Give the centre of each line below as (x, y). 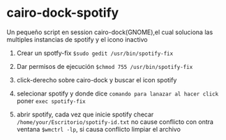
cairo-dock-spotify (63, 13)
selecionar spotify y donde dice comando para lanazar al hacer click (118, 93)
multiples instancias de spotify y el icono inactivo (77, 39)
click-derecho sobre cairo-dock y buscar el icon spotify (97, 80)
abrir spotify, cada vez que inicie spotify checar (85, 114)
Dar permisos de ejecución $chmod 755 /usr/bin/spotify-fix (105, 66)
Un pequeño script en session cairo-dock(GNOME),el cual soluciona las (110, 32)
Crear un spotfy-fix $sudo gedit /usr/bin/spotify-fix (95, 53)
